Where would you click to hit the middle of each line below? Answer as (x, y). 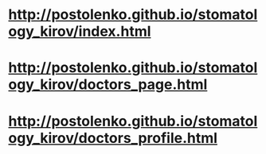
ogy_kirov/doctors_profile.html (113, 138)
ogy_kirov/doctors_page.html (108, 85)
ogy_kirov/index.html (80, 31)
